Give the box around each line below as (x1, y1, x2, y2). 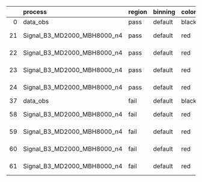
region (128, 8, 147, 16)
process (23, 8, 47, 16)
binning (153, 8, 176, 16)
